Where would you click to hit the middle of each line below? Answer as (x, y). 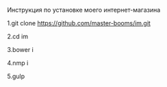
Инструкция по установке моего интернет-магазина (84, 10)
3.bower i (21, 50)
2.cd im (18, 36)
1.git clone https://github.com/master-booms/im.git (79, 23)
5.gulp (16, 76)
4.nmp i (18, 63)
